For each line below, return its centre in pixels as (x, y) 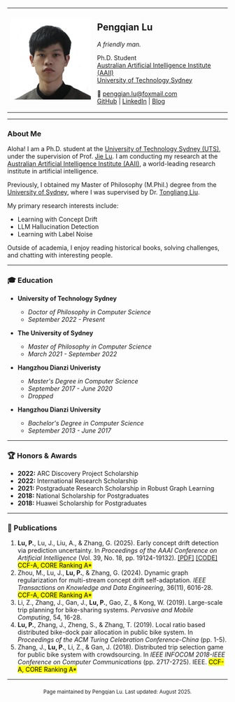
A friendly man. (119, 44)
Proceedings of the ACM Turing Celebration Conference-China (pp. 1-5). (122, 640)
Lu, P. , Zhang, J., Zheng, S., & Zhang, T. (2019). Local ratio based (111, 625)
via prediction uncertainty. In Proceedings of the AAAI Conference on (117, 551)
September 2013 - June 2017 (70, 430)
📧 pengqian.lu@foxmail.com (137, 93)
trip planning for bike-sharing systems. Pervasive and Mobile (105, 610)
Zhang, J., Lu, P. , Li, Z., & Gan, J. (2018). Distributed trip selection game (120, 647)
